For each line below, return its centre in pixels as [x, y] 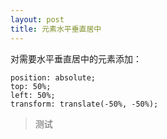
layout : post [37, 19]
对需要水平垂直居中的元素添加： [76, 58]
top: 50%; [31, 86]
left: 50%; [33, 95]
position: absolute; [53, 77]
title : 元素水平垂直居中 [56, 29]
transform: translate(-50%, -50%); [84, 104]
